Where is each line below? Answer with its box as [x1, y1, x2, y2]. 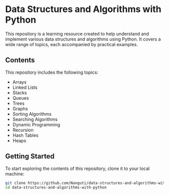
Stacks [12, 89, 27, 96]
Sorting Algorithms [12, 111, 52, 117]
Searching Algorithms [12, 116, 58, 122]
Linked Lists [12, 84, 38, 90]
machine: [5, 170, 25, 176]
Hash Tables [12, 132, 39, 138]
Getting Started [5, 152, 55, 161]
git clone [5, 180, 26, 185]
